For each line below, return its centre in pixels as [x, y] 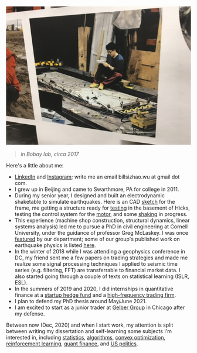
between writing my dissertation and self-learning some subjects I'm [89, 331]
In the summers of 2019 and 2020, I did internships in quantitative [94, 289]
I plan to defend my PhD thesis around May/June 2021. [81, 301]
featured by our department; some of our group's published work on [97, 239]
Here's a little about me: [35, 165]
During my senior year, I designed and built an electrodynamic [90, 196]
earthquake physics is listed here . [55, 245]
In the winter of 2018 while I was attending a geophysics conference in [100, 251]
